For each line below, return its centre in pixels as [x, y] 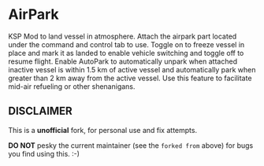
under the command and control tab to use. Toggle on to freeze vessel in [126, 44]
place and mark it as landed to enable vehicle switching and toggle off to [126, 53]
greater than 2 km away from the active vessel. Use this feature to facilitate [130, 78]
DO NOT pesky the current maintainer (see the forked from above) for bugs [131, 145]
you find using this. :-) [44, 153]
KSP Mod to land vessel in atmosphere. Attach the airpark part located [123, 36]
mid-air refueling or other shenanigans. [72, 86]
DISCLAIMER [40, 111]
